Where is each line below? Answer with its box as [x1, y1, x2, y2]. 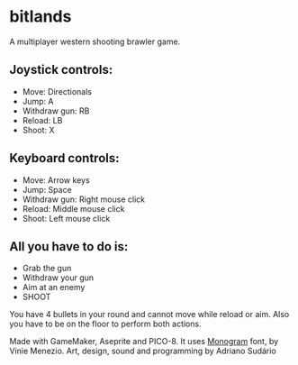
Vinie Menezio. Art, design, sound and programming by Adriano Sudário [9, 345, 276, 357]
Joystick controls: [9, 62, 113, 78]
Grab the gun [22, 263, 72, 274]
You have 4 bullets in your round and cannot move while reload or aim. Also [9, 309, 290, 320]
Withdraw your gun [22, 272, 95, 283]
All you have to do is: [9, 239, 129, 254]
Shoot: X [22, 124, 55, 135]
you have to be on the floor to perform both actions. [9, 318, 202, 330]
